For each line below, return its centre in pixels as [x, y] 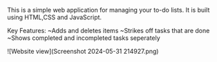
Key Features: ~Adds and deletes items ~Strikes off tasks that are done [108, 31]
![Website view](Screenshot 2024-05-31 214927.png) [83, 51]
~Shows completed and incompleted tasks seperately [84, 38]
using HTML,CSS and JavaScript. [55, 17]
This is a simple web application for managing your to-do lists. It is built [108, 10]
